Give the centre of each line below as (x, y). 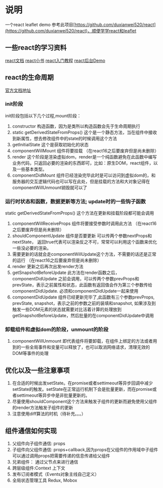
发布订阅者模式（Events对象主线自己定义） (56, 474)
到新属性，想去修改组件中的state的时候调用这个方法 (65, 138)
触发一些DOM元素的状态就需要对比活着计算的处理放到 (67, 309)
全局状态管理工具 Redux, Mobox (45, 480)
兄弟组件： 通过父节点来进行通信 (45, 462)
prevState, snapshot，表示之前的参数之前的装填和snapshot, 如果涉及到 (84, 303)
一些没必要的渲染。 (32, 248)
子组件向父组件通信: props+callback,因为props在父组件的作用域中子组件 (85, 450)
